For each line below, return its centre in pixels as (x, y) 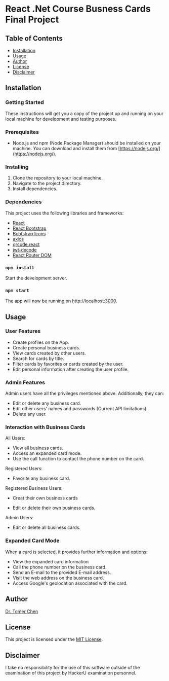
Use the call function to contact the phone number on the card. (78, 459)
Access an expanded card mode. (47, 453)
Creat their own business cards (45, 498)
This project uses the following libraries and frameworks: (65, 213)
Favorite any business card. (41, 478)
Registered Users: (24, 469)
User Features (23, 331)
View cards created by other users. (49, 353)
